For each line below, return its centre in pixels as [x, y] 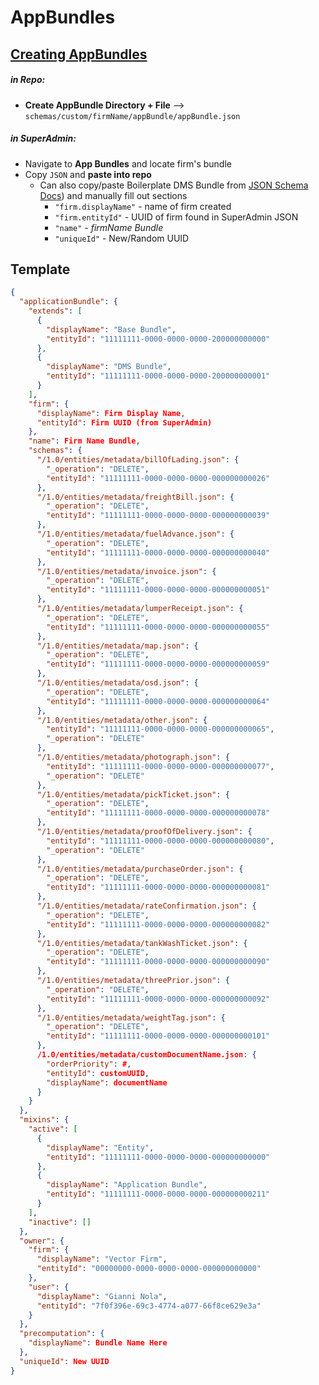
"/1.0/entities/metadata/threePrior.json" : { [133, 981]
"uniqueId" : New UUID [64, 1361]
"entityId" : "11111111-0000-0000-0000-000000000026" [158, 478]
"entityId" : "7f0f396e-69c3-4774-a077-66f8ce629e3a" [149, 1306]
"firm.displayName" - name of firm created [143, 206]
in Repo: [28, 80]
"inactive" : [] [60, 1222]
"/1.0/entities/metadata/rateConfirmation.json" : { [146, 906]
